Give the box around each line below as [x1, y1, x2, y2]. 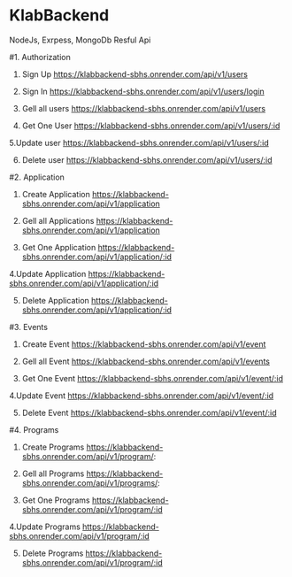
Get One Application [21, 242, 96, 252]
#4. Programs [9, 424, 59, 435]
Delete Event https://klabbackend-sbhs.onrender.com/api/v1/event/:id [21, 407, 277, 418]
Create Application [21, 188, 90, 199]
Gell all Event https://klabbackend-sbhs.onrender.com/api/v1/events [21, 356, 270, 366]
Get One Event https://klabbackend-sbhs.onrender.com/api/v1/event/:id [21, 373, 284, 383]
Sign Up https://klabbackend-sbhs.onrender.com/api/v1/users [21, 68, 248, 80]
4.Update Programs [9, 521, 81, 532]
